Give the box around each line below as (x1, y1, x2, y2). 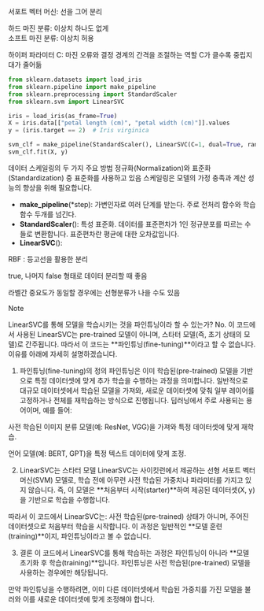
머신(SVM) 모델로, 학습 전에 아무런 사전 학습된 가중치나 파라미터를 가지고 (19, 475, 244, 484)
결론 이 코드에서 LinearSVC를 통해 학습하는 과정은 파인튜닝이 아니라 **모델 (19, 548, 250, 557)
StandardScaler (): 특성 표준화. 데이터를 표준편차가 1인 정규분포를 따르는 (19, 219, 244, 228)
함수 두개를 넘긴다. (19, 209, 77, 219)
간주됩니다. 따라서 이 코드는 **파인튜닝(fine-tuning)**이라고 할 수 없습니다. (24, 339, 256, 349)
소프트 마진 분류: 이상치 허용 (8, 34, 94, 43)
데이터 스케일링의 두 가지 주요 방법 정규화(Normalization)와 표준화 (8, 163, 211, 172)
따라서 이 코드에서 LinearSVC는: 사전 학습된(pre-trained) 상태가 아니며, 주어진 (8, 511, 249, 521)
